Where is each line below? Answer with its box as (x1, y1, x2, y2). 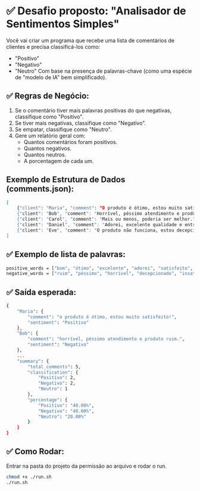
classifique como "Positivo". (14, 113, 84, 120)
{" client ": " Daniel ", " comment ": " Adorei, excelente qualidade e (17, 222, 183, 228)
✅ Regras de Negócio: (6, 91, 89, 101)
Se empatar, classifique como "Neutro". (14, 126, 112, 133)
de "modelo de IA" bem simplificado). (14, 73, 107, 81)
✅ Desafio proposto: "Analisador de (6, 4, 186, 18)
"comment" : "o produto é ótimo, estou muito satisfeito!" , (27, 314, 177, 320)
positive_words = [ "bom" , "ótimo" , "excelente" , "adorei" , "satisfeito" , (6, 265, 193, 271)
